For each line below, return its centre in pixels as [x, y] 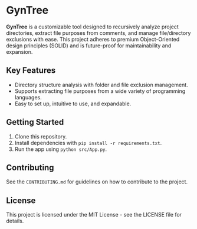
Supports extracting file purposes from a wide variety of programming [100, 91]
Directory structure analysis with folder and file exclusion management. [101, 85]
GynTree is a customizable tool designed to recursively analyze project [92, 27]
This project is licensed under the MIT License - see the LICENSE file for [94, 215]
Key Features [31, 71]
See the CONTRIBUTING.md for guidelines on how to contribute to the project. [97, 182]
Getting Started [35, 122]
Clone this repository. [41, 136]
